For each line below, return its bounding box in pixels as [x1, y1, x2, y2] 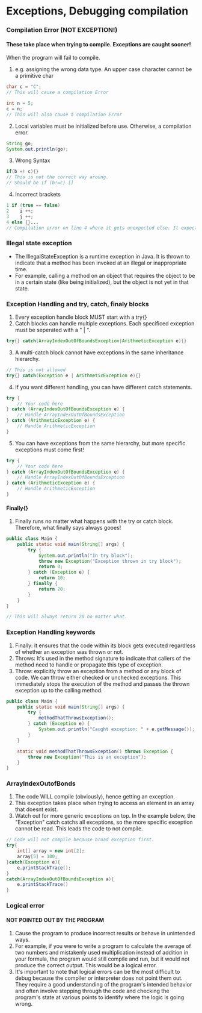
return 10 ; [38, 575, 66, 581]
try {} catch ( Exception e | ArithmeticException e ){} [6, 372, 141, 378]
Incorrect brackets [14, 191, 61, 198]
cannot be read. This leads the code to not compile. [14, 825, 143, 832]
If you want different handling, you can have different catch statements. [14, 383, 192, 390]
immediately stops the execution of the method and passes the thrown [14, 680, 190, 688]
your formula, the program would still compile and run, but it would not [14, 955, 190, 962]
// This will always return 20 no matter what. [6, 613, 128, 620]
